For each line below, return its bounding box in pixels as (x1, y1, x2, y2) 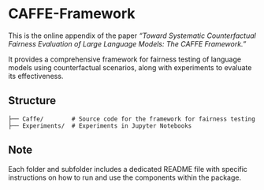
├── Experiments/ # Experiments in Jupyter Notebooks (8, 121, 192, 130)
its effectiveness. (8, 71, 64, 80)
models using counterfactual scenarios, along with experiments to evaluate (8, 62, 252, 72)
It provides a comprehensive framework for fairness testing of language (8, 54, 242, 64)
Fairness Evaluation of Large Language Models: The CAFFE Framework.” (8, 39, 247, 48)
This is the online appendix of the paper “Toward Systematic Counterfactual (8, 31, 256, 40)
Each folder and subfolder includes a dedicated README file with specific (8, 164, 248, 173)
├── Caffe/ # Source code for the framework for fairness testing (8, 115, 256, 123)
